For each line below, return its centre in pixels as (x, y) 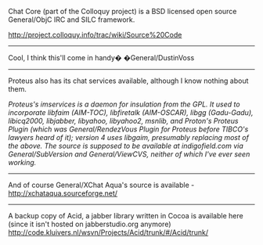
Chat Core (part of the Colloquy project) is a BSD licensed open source (122, 11)
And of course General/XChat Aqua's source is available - (101, 185)
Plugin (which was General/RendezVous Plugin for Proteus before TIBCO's (128, 129)
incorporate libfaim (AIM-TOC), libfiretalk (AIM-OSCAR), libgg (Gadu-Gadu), (131, 112)
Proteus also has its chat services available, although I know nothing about (128, 81)
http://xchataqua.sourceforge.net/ (63, 193)
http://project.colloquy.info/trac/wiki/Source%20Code (95, 35)
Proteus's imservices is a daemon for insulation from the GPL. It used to (124, 104)
